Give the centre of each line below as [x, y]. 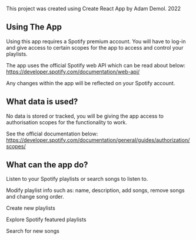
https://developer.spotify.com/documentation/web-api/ [73, 72]
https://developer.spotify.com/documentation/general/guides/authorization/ [98, 140]
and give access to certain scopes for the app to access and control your [95, 47]
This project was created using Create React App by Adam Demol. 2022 [94, 9]
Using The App [34, 27]
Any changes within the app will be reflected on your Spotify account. [91, 83]
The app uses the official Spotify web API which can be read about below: [96, 65]
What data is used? [42, 102]
